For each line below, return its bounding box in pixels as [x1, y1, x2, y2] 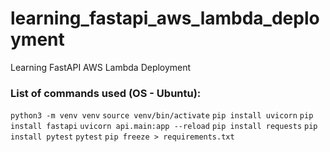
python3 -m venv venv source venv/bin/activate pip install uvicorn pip [10, 111, 314, 121]
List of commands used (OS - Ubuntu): [10, 86, 202, 100]
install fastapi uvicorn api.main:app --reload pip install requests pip [10, 122, 318, 132]
